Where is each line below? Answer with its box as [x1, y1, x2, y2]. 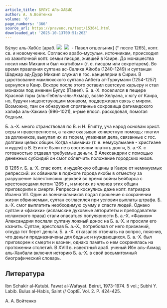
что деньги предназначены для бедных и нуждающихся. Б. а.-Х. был [5, 234, 152, 240]
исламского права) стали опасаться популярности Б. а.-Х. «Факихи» [5, 213, 153, 219]
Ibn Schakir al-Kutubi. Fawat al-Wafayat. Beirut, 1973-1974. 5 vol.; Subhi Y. [5, 283, 158, 289]
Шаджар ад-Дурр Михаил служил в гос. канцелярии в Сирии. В [5, 71, 142, 77]
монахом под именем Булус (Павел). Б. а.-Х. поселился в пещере [5, 87, 146, 93]
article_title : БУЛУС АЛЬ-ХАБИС [5, 7, 72, 12]
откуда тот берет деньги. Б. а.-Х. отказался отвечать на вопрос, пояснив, [5, 229, 163, 235]
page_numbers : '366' [5, 21, 48, 26]
